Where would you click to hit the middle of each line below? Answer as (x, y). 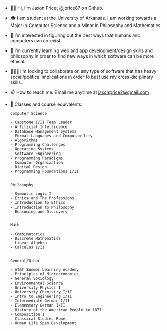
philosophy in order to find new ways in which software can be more (82, 56)
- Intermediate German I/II (40, 301)
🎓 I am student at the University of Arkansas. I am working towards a (83, 18)
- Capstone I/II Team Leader (41, 122)
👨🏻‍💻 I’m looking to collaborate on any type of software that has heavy (83, 71)
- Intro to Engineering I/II (41, 296)
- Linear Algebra (29, 243)
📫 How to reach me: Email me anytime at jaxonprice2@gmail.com (79, 92)
